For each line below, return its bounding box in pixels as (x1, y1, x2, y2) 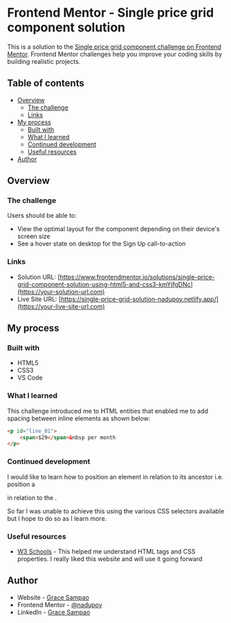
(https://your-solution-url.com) (17, 287, 105, 296)
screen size (17, 232, 50, 241)
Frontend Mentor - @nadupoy (17, 600, 102, 608)
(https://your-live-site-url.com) (17, 302, 105, 310)
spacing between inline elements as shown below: (7, 414, 151, 423)
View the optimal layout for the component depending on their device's (17, 225, 220, 233)
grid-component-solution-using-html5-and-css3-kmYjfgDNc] (17, 280, 194, 289)
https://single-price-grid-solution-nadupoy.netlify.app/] (61, 295, 219, 303)
